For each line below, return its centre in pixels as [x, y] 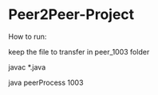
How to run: [28, 36]
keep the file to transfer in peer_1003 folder [79, 51]
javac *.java [27, 67]
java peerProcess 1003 [46, 82]
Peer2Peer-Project [71, 15]
